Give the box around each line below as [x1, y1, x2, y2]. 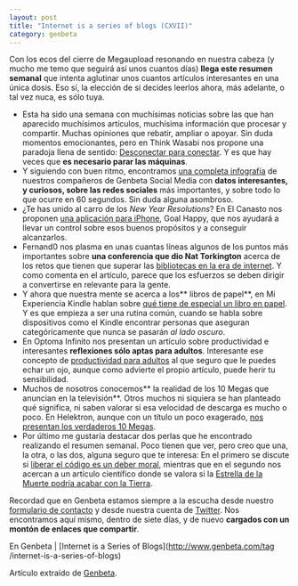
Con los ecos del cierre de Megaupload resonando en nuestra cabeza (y [9, 54, 275, 65]
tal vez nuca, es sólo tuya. [9, 92, 105, 102]
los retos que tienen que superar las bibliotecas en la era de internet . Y [21, 260, 282, 272]
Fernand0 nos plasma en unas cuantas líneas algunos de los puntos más [21, 241, 289, 252]
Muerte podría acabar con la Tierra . [21, 478, 153, 489]
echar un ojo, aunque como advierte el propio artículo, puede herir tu [21, 364, 276, 375]
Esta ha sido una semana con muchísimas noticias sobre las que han [21, 109, 274, 120]
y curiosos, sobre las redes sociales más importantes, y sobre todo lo [21, 184, 281, 196]
